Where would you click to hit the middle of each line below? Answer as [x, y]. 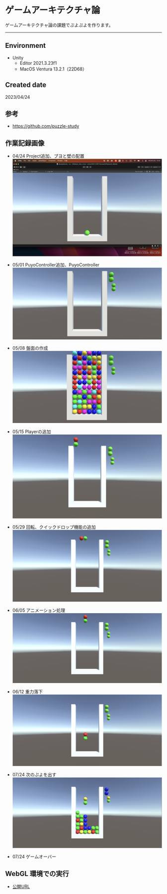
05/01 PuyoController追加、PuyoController [56, 265]
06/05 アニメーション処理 [39, 610]
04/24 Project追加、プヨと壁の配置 [48, 156]
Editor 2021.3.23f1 [38, 63]
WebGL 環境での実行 [37, 874]
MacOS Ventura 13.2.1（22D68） [53, 69]
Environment [26, 46]
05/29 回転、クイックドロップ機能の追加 [54, 527]
